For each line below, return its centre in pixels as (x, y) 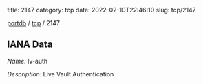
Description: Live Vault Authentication (61, 74)
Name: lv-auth (28, 61)
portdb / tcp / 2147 (34, 23)
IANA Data (30, 45)
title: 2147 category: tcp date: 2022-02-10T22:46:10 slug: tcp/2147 (101, 10)
